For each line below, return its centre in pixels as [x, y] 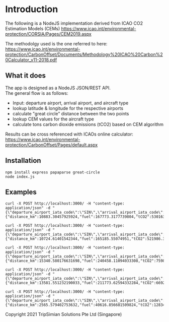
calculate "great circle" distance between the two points [71, 113]
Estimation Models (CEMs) [33, 28]
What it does [26, 76]
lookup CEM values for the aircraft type [53, 119]
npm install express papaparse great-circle [53, 172]
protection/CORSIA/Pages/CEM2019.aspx [48, 34]
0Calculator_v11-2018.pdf [31, 59]
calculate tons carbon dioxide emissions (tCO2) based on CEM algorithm [88, 124]
